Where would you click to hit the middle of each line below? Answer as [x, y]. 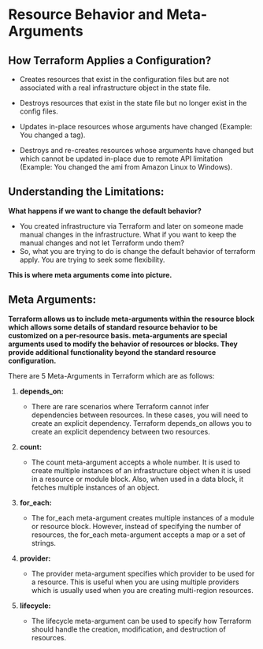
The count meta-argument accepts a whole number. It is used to [135, 462]
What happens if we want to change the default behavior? [105, 211]
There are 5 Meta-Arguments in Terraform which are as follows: [111, 375]
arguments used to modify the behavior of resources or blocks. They [123, 344]
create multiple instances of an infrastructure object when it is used [141, 470]
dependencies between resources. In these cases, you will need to [140, 415]
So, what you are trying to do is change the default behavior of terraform [137, 251]
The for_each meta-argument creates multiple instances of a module [143, 517]
